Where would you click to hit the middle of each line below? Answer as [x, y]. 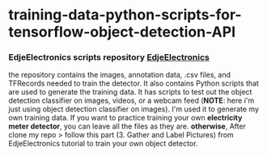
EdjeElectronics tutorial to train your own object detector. [103, 144]
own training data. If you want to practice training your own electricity [125, 118]
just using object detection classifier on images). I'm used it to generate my [134, 109]
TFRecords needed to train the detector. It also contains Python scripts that [133, 83]
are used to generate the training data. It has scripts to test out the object [130, 92]
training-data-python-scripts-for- [125, 15]
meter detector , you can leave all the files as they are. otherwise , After [127, 126]
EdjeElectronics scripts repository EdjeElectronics [109, 57]
